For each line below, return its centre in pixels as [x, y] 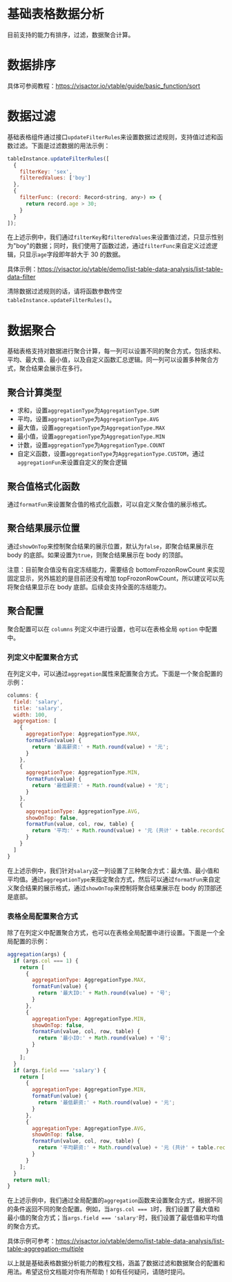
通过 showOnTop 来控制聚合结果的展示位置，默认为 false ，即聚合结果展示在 [110, 546]
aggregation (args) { [37, 954]
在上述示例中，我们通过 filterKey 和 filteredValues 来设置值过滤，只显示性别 [115, 237]
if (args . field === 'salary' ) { [60, 1070]
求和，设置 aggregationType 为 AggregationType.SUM [88, 410]
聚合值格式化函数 [43, 486]
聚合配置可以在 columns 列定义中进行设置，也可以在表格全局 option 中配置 [112, 629]
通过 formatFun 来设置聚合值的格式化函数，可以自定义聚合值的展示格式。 [109, 504]
